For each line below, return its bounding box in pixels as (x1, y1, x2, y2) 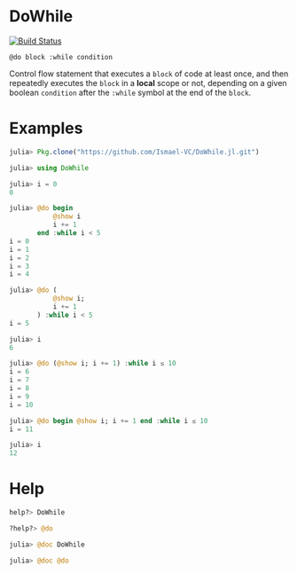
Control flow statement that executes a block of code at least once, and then (9, 68, 289, 79)
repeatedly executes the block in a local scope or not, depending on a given (9, 77, 287, 88)
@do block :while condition (9, 52, 113, 61)
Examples (9, 118, 83, 138)
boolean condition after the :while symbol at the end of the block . (9, 87, 252, 98)
